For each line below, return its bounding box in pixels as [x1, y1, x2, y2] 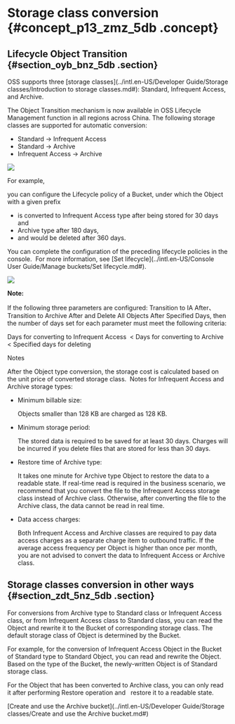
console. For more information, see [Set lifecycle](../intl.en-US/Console [7, 255, 215, 263]
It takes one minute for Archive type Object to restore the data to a [17, 471, 210, 480]
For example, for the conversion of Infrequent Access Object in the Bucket [7, 644, 222, 653]
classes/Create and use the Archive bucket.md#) [7, 709, 149, 718]
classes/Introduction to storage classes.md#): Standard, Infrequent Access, [7, 85, 226, 93]
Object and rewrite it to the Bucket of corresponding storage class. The [7, 623, 213, 632]
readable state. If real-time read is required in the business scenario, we [17, 479, 226, 487]
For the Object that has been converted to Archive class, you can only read [7, 680, 224, 689]
